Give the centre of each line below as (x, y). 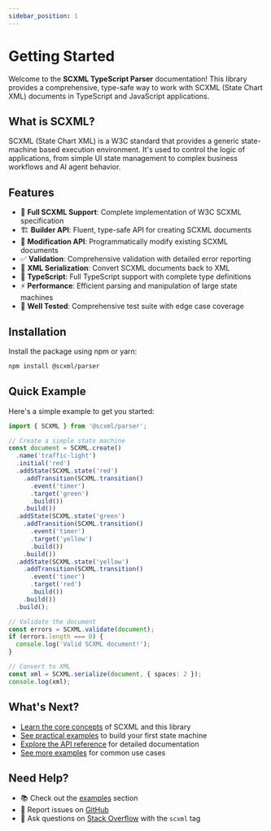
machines (37, 298)
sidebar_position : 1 (44, 16)
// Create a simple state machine (67, 441)
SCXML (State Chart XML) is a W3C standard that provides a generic (124, 141)
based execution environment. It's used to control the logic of (142, 150)
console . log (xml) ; (39, 681)
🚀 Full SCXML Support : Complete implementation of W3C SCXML (131, 212)
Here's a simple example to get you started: (81, 411)
